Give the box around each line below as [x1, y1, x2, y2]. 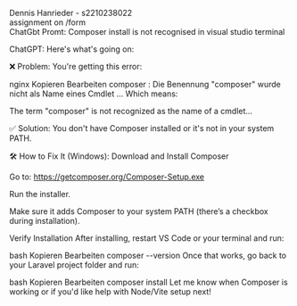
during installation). [9, 216, 80, 226]
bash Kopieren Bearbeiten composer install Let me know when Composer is [9, 277, 288, 287]
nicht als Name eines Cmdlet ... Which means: [9, 88, 178, 99]
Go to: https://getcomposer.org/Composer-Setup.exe [9, 171, 205, 182]
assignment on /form [9, 17, 87, 28]
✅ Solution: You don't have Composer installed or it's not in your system [9, 123, 275, 133]
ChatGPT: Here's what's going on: [9, 44, 135, 54]
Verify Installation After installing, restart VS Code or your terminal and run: [9, 233, 285, 244]
